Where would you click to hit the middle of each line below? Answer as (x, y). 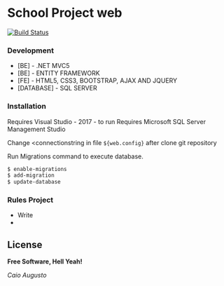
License (25, 244)
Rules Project (30, 200)
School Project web (65, 13)
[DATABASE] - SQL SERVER (57, 88)
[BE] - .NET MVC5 (43, 66)
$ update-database (34, 182)
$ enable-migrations (37, 169)
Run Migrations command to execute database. (75, 156)
